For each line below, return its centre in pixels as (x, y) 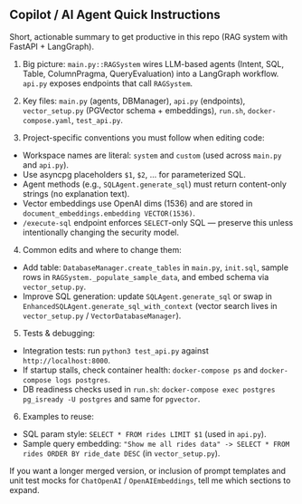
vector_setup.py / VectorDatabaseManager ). (102, 315)
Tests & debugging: (59, 333)
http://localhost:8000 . (66, 360)
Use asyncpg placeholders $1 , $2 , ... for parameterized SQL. (134, 174)
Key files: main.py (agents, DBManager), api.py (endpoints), (134, 101)
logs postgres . (83, 379)
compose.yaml (47, 121)
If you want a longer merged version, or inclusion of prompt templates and (148, 470)
